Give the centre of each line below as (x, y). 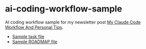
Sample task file (28, 37)
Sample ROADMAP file (35, 41)
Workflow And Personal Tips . (34, 27)
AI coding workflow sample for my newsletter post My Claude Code (73, 22)
